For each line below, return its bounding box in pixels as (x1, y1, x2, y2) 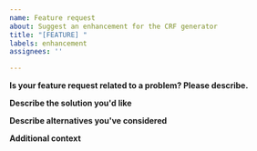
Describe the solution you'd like (9, 97, 132, 109)
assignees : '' (9, 47, 64, 56)
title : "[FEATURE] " (9, 30, 88, 39)
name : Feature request (9, 13, 96, 23)
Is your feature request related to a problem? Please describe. (9, 80, 249, 91)
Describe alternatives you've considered (9, 116, 168, 126)
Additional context (9, 133, 82, 144)
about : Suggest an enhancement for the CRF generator (9, 22, 219, 31)
